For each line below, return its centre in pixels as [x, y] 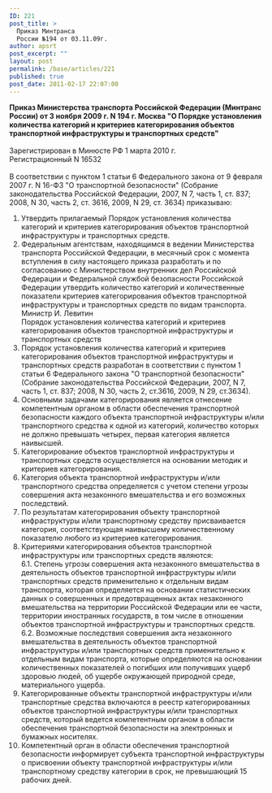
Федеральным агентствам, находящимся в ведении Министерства [138, 244]
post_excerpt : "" [39, 54]
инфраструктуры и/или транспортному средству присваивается [133, 521]
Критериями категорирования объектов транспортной [116, 547]
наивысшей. [42, 442]
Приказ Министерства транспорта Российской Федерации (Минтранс [136, 107]
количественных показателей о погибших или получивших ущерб [136, 667]
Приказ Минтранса [46, 31]
